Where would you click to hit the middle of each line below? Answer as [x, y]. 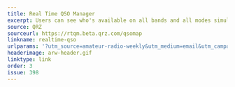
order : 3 [20, 66]
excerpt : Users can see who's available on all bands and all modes [109, 20]
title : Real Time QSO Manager [51, 14]
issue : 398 [23, 72]
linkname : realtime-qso [42, 40]
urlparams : [23, 46]
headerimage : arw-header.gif [50, 53]
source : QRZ [24, 27]
